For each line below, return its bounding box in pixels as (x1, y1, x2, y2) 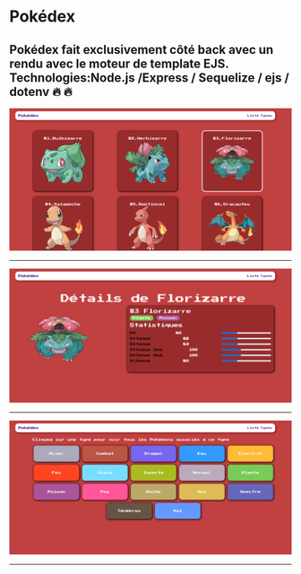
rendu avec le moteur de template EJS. (9, 56, 230, 71)
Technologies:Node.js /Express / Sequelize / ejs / (9, 70, 289, 85)
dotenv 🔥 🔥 (9, 83, 73, 100)
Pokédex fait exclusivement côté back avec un (9, 42, 274, 57)
